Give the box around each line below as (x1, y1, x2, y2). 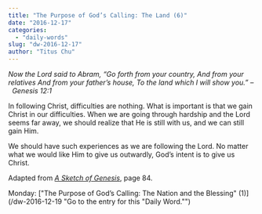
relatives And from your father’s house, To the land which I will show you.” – (8, 78, 254, 87)
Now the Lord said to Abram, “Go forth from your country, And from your (8, 70, 245, 78)
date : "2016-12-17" (8, 19, 72, 27)
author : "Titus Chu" (8, 48, 76, 56)
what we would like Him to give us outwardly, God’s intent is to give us (8, 150, 235, 159)
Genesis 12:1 (11, 86, 53, 95)
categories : (8, 26, 47, 34)
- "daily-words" (15, 33, 68, 42)
